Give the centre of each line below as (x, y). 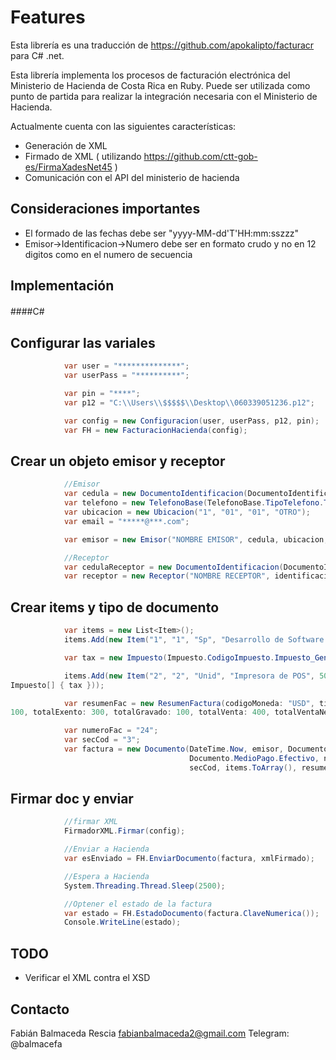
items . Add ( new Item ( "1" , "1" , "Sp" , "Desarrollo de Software (194, 640)
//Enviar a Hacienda (106, 849)
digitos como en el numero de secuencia (108, 254)
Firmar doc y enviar (72, 799)
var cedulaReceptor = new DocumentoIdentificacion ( (173, 567)
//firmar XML (90, 822)
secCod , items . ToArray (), (243, 767)
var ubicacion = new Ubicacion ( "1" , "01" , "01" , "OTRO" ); (187, 512)
